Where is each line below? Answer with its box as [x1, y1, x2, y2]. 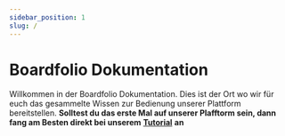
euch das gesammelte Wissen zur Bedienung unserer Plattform [9, 99, 242, 109]
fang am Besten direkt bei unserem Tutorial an [9, 117, 184, 128]
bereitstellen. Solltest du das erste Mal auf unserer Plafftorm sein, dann [9, 108, 277, 118]
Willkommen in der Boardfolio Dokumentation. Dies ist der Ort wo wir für [9, 89, 274, 100]
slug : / [9, 21, 38, 30]
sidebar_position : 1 [9, 12, 86, 22]
